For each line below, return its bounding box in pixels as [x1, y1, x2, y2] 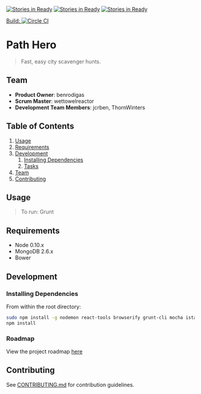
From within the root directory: [6, 303, 81, 310]
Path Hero [6, 38, 57, 52]
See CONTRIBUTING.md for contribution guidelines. [6, 381, 135, 388]
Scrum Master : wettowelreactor [14, 97, 95, 105]
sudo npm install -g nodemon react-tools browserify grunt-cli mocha [6, 314, 184, 320]
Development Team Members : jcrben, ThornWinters [14, 103, 145, 111]
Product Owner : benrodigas [14, 91, 85, 98]
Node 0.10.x [14, 242, 44, 249]
